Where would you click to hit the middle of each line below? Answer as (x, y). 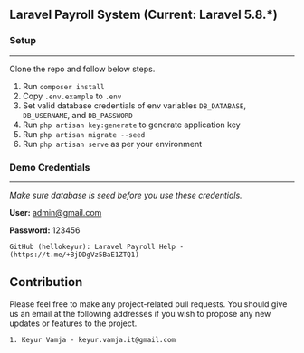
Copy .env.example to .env (72, 96)
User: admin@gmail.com (56, 212)
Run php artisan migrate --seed (84, 134)
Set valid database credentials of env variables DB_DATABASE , (134, 105)
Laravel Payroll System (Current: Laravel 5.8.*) (143, 15)
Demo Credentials (50, 167)
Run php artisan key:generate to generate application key (132, 125)
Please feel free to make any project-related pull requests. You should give (148, 304)
